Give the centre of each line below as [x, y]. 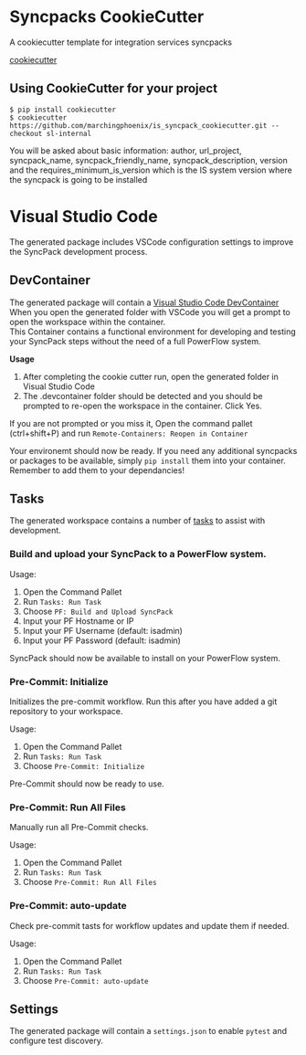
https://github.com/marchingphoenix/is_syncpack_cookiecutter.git [138, 125]
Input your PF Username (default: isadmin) [102, 630]
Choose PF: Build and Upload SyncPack [98, 611]
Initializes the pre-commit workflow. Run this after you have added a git [143, 702]
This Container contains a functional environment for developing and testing [153, 332]
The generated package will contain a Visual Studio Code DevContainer [144, 302]
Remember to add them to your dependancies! [97, 470]
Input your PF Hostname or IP [78, 621]
